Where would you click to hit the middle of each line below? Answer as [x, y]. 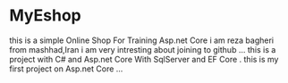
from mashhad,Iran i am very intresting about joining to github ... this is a [143, 49]
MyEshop [46, 16]
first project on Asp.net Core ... [66, 69]
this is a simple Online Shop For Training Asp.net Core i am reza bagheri [142, 40]
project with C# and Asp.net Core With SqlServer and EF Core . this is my [144, 59]
